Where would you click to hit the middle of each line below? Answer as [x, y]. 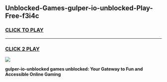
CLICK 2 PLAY [22, 49]
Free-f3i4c [22, 16]
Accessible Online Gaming [33, 74]
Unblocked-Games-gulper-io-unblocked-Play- [79, 8]
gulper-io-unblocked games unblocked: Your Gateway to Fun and [74, 69]
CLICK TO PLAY [24, 30]
